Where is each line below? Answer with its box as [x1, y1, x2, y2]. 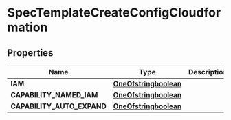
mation [7, 19, 48, 35]
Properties [7, 47, 54, 59]
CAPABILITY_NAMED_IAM [10, 90, 98, 99]
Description [188, 68, 228, 77]
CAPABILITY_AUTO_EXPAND [10, 101, 107, 111]
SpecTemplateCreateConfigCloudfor [7, 5, 221, 21]
